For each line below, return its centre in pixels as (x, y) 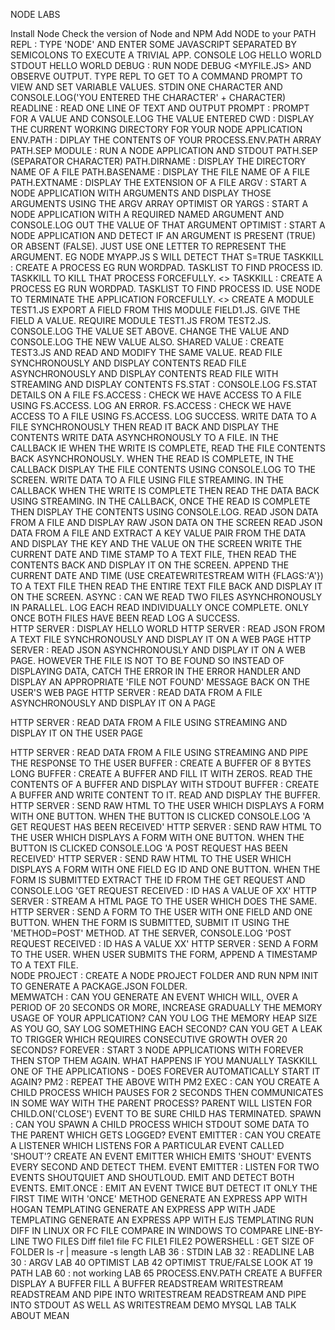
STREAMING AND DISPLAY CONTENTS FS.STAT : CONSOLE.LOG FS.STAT (164, 384)
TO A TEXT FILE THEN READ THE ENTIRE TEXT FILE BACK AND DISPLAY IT (166, 586)
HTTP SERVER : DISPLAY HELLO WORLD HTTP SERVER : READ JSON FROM (168, 628)
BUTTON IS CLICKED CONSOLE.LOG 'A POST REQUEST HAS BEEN (149, 848)
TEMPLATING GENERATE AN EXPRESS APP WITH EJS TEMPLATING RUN (162, 1220)
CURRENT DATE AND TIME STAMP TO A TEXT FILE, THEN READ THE (154, 554)
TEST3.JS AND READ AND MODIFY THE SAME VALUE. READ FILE (146, 352)
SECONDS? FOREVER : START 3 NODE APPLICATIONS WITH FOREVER (157, 1050)
